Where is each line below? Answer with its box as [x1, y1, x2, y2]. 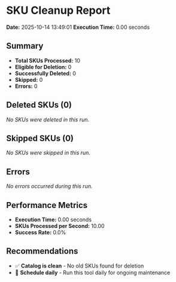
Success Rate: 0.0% [14, 229, 66, 236]
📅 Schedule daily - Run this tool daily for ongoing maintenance [14, 269, 171, 276]
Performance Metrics [6, 200, 88, 210]
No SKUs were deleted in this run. [6, 115, 90, 123]
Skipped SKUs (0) [6, 133, 74, 143]
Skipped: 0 [14, 76, 43, 83]
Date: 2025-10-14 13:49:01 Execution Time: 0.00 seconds [6, 23, 150, 31]
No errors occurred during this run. [6, 183, 93, 190]
